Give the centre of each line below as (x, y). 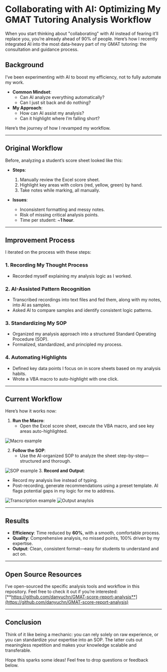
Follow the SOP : (29, 451)
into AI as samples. (32, 305)
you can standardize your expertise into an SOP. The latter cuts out (74, 640)
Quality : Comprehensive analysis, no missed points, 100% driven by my (86, 538)
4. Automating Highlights (36, 358)
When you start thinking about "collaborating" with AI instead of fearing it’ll (82, 33)
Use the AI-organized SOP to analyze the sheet (68, 456)
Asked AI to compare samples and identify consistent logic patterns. (82, 310)
